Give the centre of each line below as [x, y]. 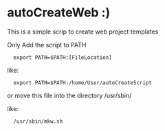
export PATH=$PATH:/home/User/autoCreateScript [83, 83]
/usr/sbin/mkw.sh [38, 121]
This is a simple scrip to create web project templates [83, 32]
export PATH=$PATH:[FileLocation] [63, 57]
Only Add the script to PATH [47, 45]
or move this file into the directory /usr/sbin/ [69, 95]
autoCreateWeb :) [59, 13]
